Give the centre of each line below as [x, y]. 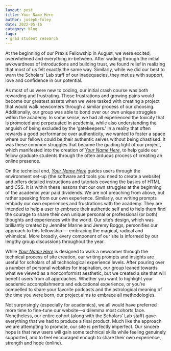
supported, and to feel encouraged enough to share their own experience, [83, 337]
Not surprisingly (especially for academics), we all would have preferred [81, 304]
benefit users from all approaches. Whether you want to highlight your [79, 278]
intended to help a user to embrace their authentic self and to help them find [86, 209]
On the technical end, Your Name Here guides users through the [73, 171]
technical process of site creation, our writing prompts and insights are [80, 257]
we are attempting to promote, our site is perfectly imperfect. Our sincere [82, 326]
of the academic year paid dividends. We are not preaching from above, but [85, 192]
